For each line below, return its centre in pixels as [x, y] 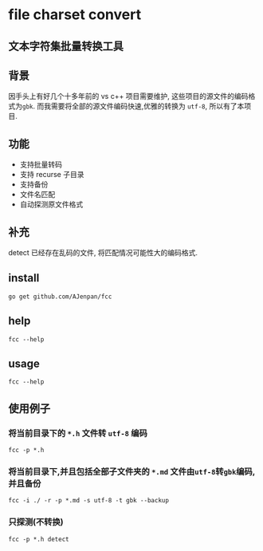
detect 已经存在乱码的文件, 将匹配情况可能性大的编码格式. [103, 253]
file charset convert [75, 15]
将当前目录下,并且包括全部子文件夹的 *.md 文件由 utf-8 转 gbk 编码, [131, 472]
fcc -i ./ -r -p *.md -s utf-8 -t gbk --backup [89, 501]
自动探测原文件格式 [51, 204]
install [24, 278]
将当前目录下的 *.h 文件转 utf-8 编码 [78, 433]
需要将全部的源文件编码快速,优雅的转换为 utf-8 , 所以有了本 [147, 106]
